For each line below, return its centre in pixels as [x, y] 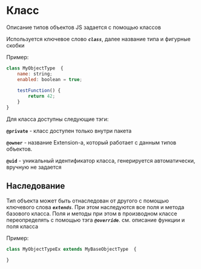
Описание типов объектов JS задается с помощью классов [84, 27]
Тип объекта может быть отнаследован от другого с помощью [88, 201]
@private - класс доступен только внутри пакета [69, 131]
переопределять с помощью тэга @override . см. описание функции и [96, 220]
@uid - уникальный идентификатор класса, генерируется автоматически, [101, 160]
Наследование [36, 186]
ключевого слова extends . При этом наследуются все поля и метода [95, 207]
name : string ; [35, 74]
